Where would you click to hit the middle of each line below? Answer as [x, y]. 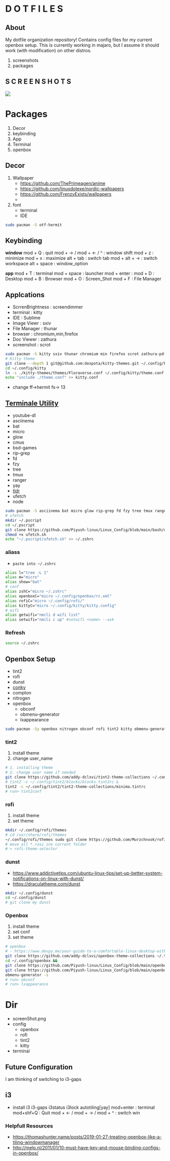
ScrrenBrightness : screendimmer [48, 307]
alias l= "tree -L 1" [27, 573]
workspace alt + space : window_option [47, 264]
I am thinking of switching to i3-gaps [44, 1079]
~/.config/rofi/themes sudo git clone [46, 839]
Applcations [25, 295]
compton [22, 693]
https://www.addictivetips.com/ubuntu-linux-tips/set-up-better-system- [88, 873]
